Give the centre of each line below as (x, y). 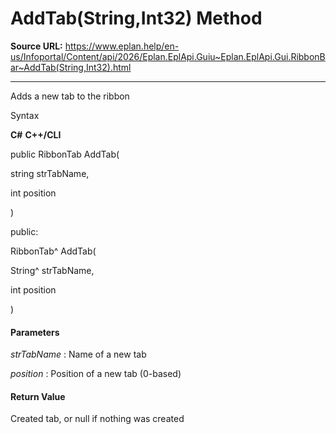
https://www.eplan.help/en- (122, 46)
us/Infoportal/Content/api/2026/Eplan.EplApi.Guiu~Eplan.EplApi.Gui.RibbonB (168, 56)
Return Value (38, 396)
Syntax (25, 115)
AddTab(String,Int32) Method (136, 18)
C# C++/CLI (36, 134)
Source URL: (36, 46)
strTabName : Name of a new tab (78, 354)
